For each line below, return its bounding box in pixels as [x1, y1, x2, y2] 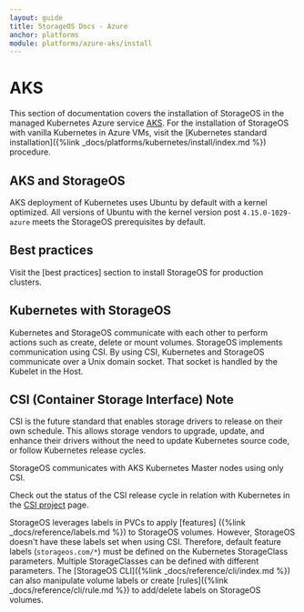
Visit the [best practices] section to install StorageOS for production [9, 266, 264, 277]
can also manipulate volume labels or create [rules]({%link [9, 575, 228, 587]
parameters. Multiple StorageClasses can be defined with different [9, 556, 259, 567]
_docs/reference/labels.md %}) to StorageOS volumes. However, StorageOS [9, 527, 296, 537]
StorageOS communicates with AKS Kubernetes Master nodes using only [9, 463, 284, 474]
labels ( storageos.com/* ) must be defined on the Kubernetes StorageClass [9, 547, 289, 557]
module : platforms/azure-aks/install [9, 38, 153, 48]
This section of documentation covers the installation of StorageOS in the [9, 108, 285, 119]
